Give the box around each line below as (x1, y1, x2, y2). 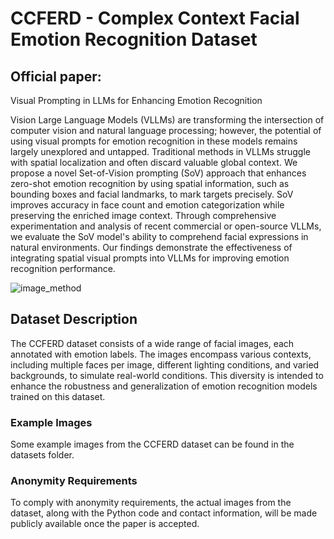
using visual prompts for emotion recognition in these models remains (10, 135, 298, 147)
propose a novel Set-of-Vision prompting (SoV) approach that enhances (10, 167, 307, 179)
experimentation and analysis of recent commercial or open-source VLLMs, (10, 220, 322, 232)
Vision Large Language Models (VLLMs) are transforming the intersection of (10, 114, 325, 126)
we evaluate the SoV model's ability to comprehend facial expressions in (10, 231, 309, 242)
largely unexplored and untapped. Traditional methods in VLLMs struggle (10, 146, 312, 157)
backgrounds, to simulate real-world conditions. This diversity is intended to (10, 369, 324, 381)
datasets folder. (10, 449, 75, 461)
